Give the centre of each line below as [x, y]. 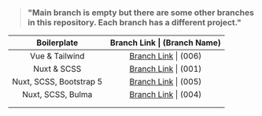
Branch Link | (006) [166, 56]
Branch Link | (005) [166, 82]
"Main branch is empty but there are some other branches [140, 13]
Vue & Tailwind [57, 56]
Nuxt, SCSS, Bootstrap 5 [57, 82]
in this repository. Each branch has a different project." [134, 22]
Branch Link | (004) [166, 95]
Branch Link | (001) [166, 69]
